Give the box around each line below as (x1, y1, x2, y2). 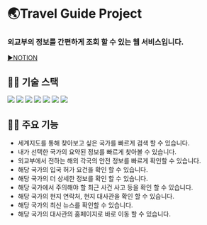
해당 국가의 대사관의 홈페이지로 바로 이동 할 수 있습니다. (17, 210, 172, 219)
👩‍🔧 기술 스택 (7, 76, 59, 88)
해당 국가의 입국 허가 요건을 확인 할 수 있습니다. (17, 165, 148, 174)
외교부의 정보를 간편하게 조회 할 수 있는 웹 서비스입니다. (7, 37, 184, 47)
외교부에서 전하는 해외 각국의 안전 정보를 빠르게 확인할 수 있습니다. (17, 157, 201, 165)
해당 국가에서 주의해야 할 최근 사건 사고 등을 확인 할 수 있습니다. (17, 183, 194, 192)
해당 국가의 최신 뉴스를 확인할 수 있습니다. (17, 201, 133, 209)
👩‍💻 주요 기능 (7, 119, 59, 131)
